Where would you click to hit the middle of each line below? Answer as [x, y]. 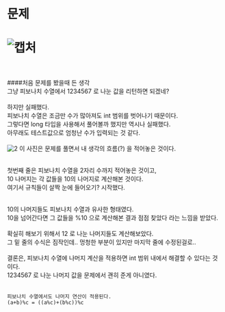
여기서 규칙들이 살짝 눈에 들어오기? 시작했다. [66, 187]
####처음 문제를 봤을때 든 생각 [49, 83]
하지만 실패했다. [28, 107]
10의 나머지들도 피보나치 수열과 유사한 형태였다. [70, 209]
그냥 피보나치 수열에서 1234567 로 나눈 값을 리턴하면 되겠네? [88, 91]
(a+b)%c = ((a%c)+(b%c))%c [45, 303]
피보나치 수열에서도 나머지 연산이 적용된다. [59, 297]
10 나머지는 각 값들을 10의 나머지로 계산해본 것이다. [75, 179]
